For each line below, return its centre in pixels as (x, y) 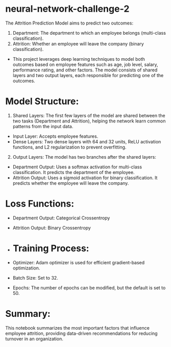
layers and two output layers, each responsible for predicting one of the (88, 75)
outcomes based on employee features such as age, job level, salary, (85, 64)
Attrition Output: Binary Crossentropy (52, 228)
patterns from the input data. (43, 126)
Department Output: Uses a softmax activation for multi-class (77, 167)
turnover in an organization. (34, 339)
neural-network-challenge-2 (67, 9)
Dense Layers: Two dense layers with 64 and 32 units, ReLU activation (87, 141)
